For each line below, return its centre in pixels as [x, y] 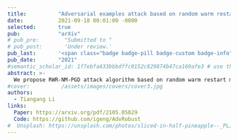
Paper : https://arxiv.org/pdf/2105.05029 [76, 112]
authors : [20, 93]
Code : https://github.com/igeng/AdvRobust [77, 119]
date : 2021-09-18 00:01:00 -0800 [73, 21]
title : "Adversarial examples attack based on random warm [110, 14]
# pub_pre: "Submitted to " [60, 40]
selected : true [39, 27]
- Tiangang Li [34, 100]
